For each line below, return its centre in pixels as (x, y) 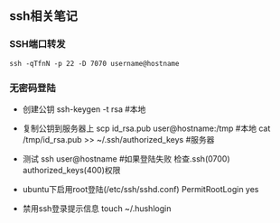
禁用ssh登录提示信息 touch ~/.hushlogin (97, 208)
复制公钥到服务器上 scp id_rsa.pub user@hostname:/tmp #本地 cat (146, 128)
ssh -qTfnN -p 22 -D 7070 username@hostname (94, 63)
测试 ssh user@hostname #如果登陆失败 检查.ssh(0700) (126, 158)
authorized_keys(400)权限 (71, 170)
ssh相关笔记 (44, 16)
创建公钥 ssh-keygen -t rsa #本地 (84, 109)
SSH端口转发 (37, 44)
